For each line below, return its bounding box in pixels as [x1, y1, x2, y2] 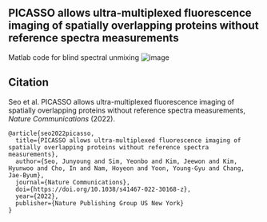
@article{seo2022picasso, [8, 129, 94, 137]
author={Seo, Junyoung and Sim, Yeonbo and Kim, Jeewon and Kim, [15, 157, 238, 165]
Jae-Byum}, [8, 171, 45, 179]
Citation [8, 76, 50, 89]
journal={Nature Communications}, [15, 178, 130, 186]
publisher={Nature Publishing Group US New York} [15, 199, 184, 207]
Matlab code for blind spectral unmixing [8, 52, 140, 62]
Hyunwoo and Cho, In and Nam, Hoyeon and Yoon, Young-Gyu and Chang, [8, 164, 245, 172]
